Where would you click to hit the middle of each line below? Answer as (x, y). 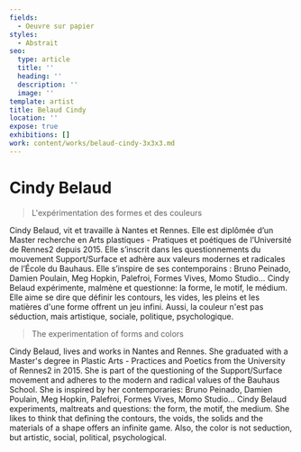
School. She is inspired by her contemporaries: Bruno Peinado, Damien (141, 389)
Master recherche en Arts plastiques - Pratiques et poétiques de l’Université (150, 240)
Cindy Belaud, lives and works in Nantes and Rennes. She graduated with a (149, 351)
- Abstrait (38, 43)
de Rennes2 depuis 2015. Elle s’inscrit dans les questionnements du (135, 249)
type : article (44, 59)
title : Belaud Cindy (48, 110)
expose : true (34, 127)
